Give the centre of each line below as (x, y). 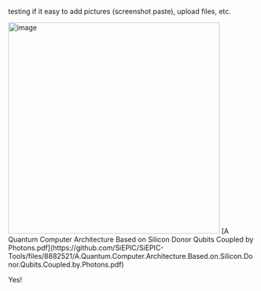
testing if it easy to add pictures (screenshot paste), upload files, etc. (120, 11)
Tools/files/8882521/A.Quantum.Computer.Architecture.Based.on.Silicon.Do (130, 256)
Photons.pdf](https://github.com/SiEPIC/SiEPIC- (86, 248)
